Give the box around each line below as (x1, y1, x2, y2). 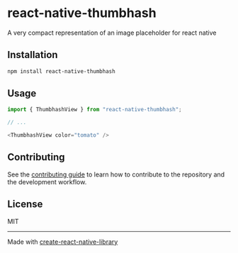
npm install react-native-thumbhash (7, 67, 115, 75)
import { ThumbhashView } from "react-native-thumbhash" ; (7, 106, 182, 113)
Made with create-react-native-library (7, 237, 118, 246)
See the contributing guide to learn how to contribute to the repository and (7, 170, 225, 179)
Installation (7, 49, 58, 61)
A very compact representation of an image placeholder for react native (7, 28, 217, 37)
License (7, 198, 43, 210)
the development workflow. (7, 177, 87, 186)
